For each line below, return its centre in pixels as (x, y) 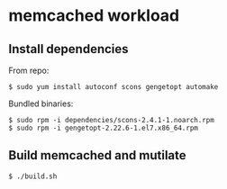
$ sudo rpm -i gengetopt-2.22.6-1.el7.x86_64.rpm (104, 128)
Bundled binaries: (41, 103)
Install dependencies (68, 49)
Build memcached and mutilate (97, 155)
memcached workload (94, 16)
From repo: (29, 70)
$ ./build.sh (33, 176)
